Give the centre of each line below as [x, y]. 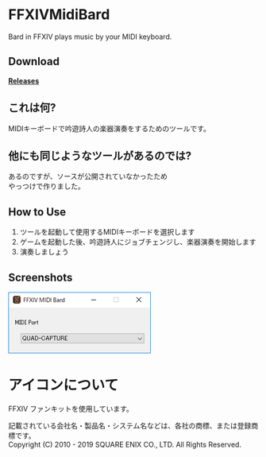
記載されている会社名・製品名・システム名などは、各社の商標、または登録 [130, 425]
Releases [24, 80]
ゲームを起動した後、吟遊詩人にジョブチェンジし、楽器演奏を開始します [138, 242]
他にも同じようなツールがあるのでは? [100, 155]
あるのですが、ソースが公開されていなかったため [88, 176]
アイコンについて [64, 385]
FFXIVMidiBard [59, 15]
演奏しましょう [44, 252]
